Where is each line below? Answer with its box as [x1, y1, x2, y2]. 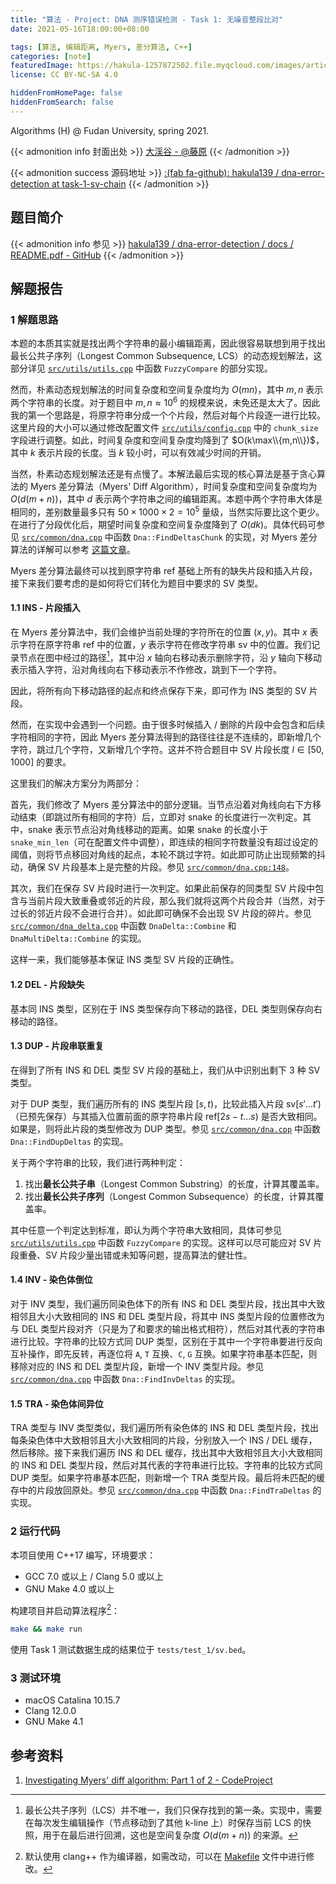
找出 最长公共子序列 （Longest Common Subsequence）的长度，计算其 [24, 1190, 316, 1202]
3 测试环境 [10, 1671, 61, 1685]
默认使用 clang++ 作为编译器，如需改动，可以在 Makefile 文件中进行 [24, 1851, 307, 1863]
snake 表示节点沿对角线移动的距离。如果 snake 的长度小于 [27, 824, 268, 836]
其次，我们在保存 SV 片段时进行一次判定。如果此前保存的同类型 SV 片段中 [10, 882, 316, 895]
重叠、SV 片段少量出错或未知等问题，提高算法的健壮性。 [18, 1249, 253, 1261]
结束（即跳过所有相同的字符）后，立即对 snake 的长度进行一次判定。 [18, 811, 303, 823]
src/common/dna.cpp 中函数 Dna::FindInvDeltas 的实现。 [10, 1373, 241, 1385]
